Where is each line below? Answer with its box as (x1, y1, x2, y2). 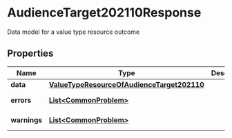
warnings (10, 115, 43, 125)
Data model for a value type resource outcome (7, 28, 140, 36)
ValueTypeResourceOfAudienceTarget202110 (48, 79, 205, 89)
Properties (7, 48, 54, 59)
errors (10, 95, 32, 105)
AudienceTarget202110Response (7, 5, 202, 21)
